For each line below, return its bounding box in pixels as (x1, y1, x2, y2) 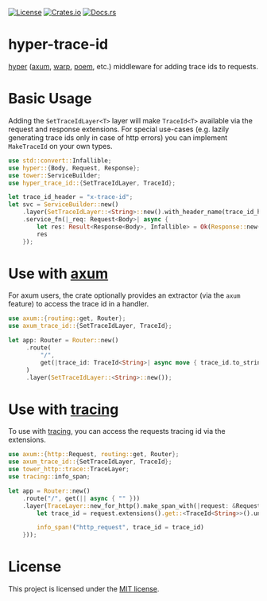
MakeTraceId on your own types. (8, 141, 113, 150)
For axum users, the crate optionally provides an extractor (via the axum (8, 291, 241, 300)
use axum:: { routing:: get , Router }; (8, 314, 126, 322)
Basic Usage (8, 90, 92, 107)
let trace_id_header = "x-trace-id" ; (8, 193, 133, 201)
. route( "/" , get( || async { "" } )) (22, 494, 141, 502)
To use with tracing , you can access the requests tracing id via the (8, 427, 226, 436)
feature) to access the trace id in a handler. (8, 299, 149, 309)
